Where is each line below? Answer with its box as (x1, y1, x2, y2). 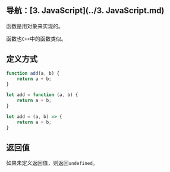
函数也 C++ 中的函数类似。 (6, 35, 67, 42)
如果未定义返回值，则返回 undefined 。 (6, 160, 98, 167)
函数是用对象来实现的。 (6, 23, 64, 30)
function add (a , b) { (6, 70, 60, 76)
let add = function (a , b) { (6, 92, 78, 98)
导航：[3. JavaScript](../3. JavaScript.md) (6, 5, 165, 16)
